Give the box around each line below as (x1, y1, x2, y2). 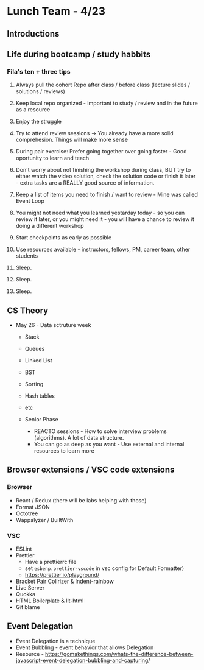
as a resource (15, 106, 51, 113)
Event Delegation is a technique (15, 637, 96, 644)
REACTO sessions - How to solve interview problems (33, 428, 167, 435)
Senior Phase (24, 416, 58, 423)
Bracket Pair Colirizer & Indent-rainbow (15, 577, 114, 585)
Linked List (24, 357, 52, 364)
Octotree (15, 510, 38, 517)
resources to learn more (33, 447, 95, 454)
